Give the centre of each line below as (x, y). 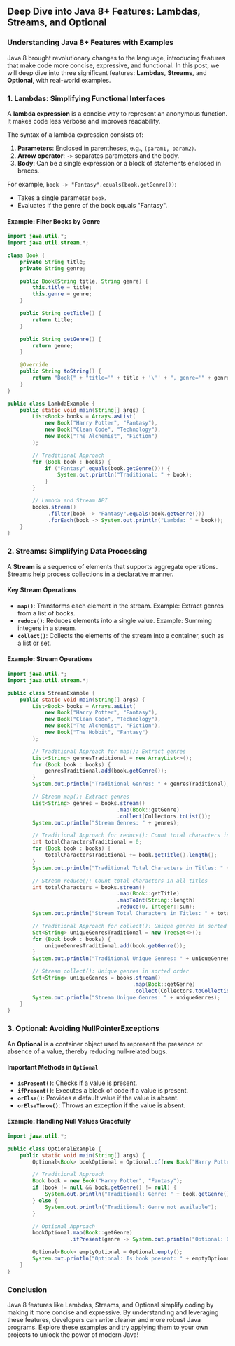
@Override (34, 365)
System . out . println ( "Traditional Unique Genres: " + (111, 959)
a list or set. (34, 643)
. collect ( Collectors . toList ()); (164, 816)
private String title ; (53, 262)
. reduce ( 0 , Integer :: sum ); (156, 907)
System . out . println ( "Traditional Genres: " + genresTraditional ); (131, 784)
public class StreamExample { (51, 693)
